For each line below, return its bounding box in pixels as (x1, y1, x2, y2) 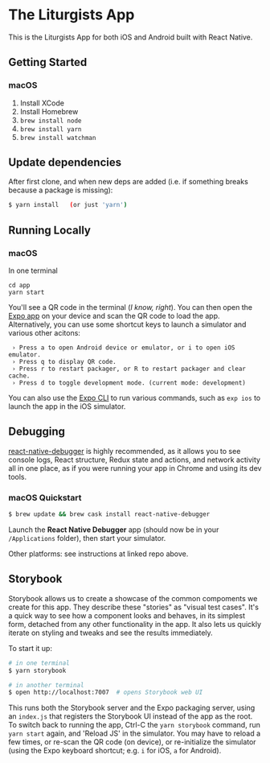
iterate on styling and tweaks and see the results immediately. (8, 628, 213, 637)
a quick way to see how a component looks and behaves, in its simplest (8, 610, 245, 621)
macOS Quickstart (8, 492, 82, 503)
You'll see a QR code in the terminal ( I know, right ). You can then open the (8, 303, 253, 311)
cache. (8, 372, 31, 380)
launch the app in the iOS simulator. (8, 402, 126, 411)
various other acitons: (8, 328, 80, 337)
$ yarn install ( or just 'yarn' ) (8, 201, 128, 209)
